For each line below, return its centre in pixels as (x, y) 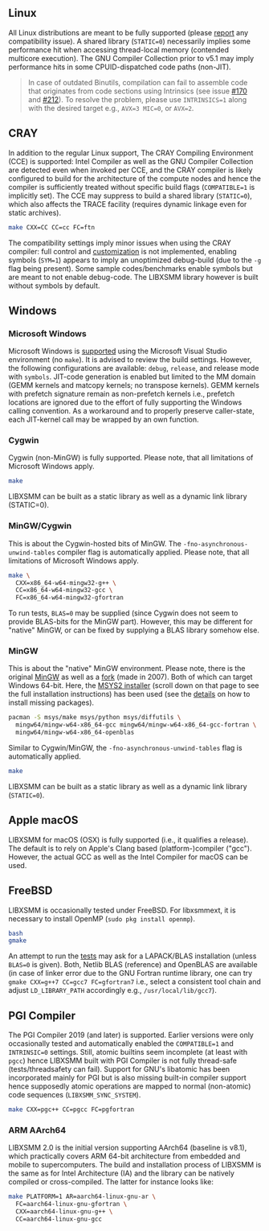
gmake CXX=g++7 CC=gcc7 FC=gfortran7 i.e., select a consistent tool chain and (134, 982)
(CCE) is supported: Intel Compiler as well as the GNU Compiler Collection (131, 161)
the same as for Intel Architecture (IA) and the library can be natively (122, 1173)
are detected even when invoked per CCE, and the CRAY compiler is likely (130, 170)
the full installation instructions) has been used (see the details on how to (129, 694)
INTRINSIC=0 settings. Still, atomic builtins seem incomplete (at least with (128, 1052)
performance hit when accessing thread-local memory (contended (119, 49)
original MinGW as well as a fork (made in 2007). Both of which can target (130, 677)
